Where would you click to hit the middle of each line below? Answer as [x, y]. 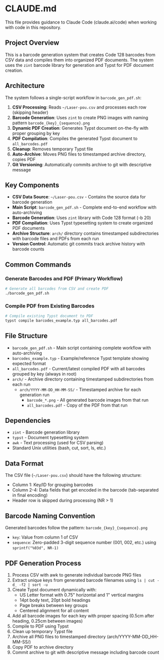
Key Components [32, 185]
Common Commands [38, 264]
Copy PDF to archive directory [43, 647]
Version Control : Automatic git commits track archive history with [79, 244]
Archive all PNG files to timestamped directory [59, 636]
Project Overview [32, 43]
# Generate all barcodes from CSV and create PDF [57, 289]
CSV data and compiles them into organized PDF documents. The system [79, 60]
